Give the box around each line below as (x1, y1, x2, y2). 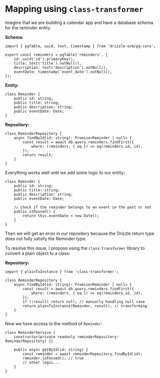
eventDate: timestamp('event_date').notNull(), (14, 69, 112, 74)
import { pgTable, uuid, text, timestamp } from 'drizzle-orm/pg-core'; (5, 44, 156, 48)
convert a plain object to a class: (5, 250, 71, 256)
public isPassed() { (14, 209, 56, 214)
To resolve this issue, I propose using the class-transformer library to (5, 245, 145, 251)
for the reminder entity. (5, 24, 51, 30)
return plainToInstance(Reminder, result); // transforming (22, 303, 147, 309)
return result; (22, 153, 54, 157)
